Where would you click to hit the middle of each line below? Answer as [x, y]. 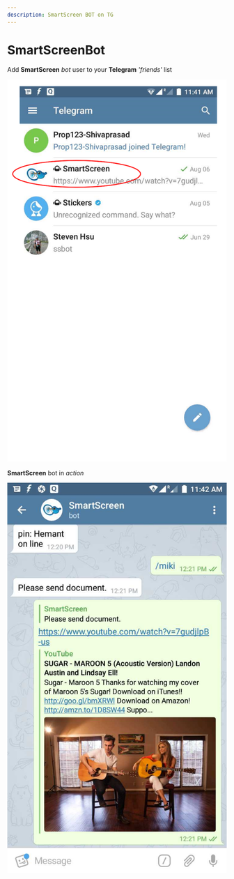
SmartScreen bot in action [46, 473]
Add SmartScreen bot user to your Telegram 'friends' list [90, 69]
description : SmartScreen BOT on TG [60, 15]
